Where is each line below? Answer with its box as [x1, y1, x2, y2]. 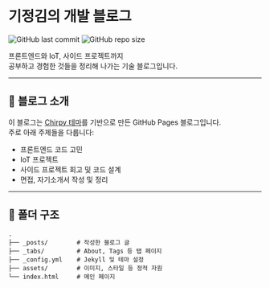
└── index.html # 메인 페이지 [8, 273, 116, 281]
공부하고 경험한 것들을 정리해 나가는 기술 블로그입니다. [8, 61, 178, 71]
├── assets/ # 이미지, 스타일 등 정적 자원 [8, 264, 163, 272]
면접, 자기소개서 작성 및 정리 [19, 175, 108, 184]
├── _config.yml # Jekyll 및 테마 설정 [8, 255, 145, 264]
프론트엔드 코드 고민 [19, 144, 83, 154]
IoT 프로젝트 [19, 154, 59, 164]
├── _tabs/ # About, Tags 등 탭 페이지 [8, 247, 162, 255]
